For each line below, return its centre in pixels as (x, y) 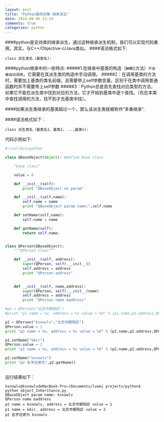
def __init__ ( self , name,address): (50, 286)
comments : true (20, 23)
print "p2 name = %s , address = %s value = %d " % (57, 331)
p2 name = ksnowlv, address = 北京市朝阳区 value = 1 (59, 404)
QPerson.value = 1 (24, 327)
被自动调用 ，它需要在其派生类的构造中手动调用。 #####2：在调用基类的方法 (81, 74)
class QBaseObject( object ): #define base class (54, 157)
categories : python (25, 28)
